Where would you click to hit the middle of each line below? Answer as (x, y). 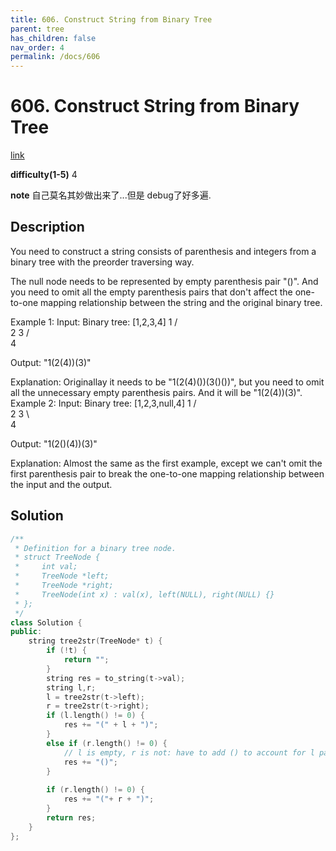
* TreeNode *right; (64, 586)
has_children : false (53, 38)
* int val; (46, 567)
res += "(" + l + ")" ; (111, 725)
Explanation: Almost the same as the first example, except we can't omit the (166, 463)
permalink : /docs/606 (55, 57)
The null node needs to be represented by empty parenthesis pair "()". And (164, 281)
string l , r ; (71, 687)
